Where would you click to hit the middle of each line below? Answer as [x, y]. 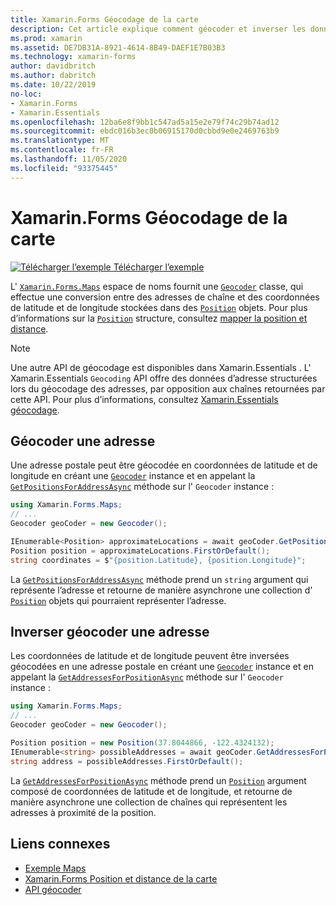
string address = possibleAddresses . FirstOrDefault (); [127, 761]
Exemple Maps [55, 868]
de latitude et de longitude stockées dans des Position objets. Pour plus [159, 307]
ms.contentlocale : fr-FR [62, 150]
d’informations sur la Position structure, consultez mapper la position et [159, 318]
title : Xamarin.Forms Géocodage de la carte [104, 19]
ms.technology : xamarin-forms [73, 57]
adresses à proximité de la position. [83, 812]
